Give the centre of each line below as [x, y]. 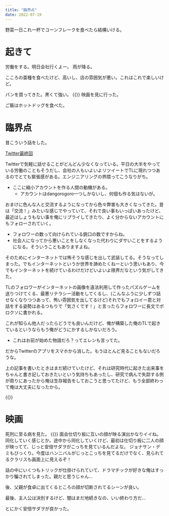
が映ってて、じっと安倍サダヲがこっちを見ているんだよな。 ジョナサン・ [81, 447]
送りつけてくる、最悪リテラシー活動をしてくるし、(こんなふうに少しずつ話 [83, 294]
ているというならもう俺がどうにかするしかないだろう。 [62, 330]
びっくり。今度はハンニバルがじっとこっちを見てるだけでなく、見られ [87, 453]
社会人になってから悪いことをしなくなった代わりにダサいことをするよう [88, 241]
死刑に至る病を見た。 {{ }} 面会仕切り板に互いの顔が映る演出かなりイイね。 [83, 434]
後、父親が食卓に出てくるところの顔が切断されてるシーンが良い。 [74, 487]
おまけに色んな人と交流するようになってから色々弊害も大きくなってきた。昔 [84, 205]
